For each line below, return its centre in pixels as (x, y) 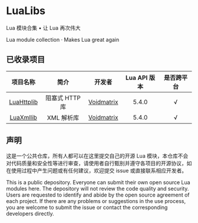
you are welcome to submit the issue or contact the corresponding (87, 207)
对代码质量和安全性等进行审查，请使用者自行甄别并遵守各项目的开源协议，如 (99, 163)
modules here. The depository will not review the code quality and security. (98, 188)
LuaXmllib (23, 117)
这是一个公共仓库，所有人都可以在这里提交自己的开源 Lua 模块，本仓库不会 (97, 156)
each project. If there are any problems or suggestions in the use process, (96, 201)
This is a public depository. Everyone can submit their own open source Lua (98, 182)
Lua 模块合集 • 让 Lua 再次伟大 (43, 28)
